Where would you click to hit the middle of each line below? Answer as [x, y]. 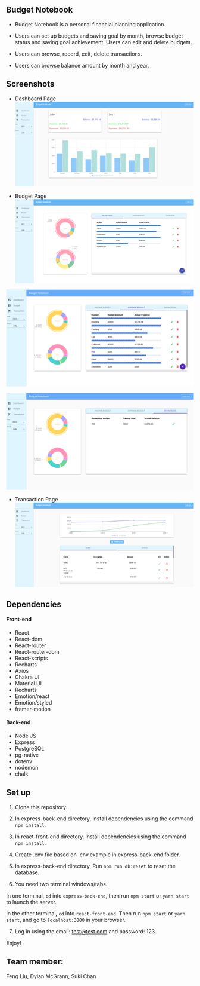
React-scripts [32, 658]
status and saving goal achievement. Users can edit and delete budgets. [103, 42]
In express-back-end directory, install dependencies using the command [104, 819]
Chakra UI [27, 677]
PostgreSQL [29, 748]
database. [27, 872]
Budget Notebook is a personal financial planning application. [90, 24]
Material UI [28, 683]
